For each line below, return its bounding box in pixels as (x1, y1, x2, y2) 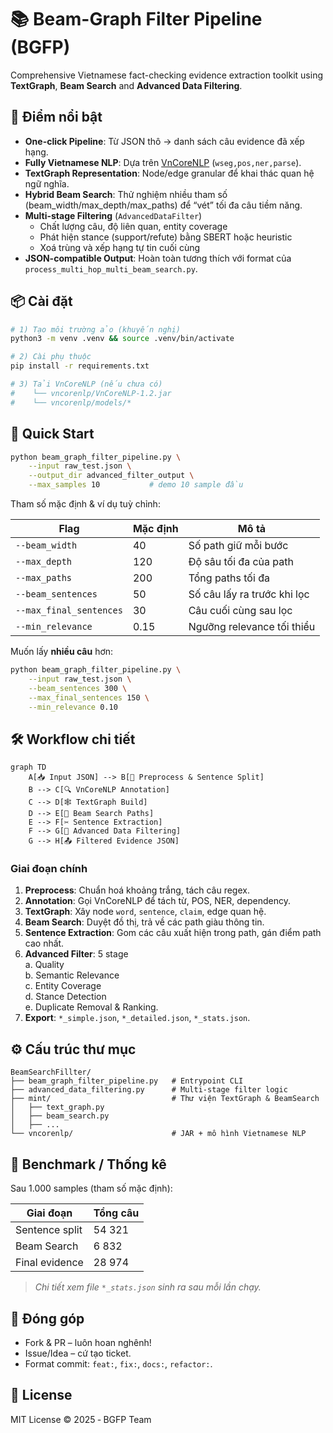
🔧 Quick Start (10, 426, 95, 443)
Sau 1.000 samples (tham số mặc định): (10, 1182, 173, 1195)
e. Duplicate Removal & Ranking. (24, 1001, 159, 1013)
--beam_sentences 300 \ (28, 683, 128, 693)
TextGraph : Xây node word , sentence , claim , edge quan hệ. (24, 906, 267, 918)
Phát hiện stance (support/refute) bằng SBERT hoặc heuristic (39, 231, 293, 243)
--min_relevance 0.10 (28, 702, 118, 712)
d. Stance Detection (24, 991, 107, 1003)
